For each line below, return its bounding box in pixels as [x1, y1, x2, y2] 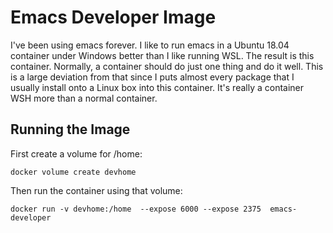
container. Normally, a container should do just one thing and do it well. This [10, 60, 324, 72]
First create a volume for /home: [10, 147, 143, 160]
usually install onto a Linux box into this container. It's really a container [10, 81, 305, 93]
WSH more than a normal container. [10, 92, 158, 104]
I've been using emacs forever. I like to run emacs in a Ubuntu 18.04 [10, 39, 290, 51]
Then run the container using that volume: [10, 184, 183, 196]
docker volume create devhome [10, 167, 137, 177]
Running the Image [10, 121, 131, 138]
